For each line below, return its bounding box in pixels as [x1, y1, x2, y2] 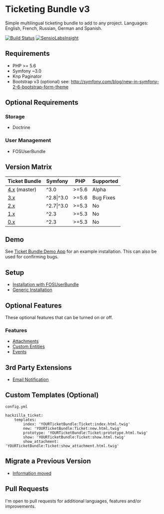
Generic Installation [12, 287, 52, 293]
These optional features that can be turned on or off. [5, 314, 113, 320]
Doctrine [12, 125, 31, 131]
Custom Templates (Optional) [5, 391, 99, 399]
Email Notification [12, 376, 49, 382]
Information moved [12, 470, 51, 476]
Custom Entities [12, 343, 45, 349]
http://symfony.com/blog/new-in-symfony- [70, 78, 160, 84]
